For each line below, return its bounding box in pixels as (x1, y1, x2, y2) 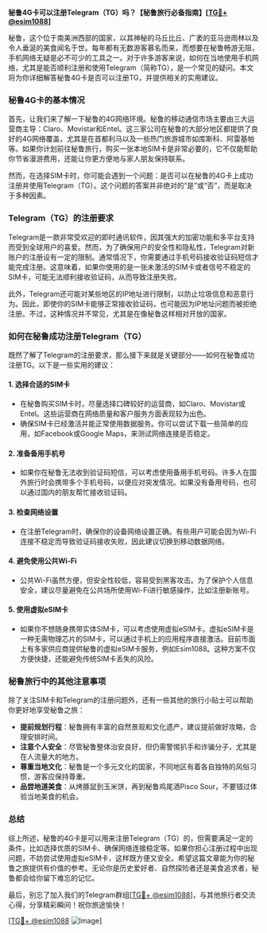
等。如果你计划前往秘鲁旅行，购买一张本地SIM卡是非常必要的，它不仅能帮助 (8, 144, 258, 154)
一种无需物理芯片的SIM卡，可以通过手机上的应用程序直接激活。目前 (19, 634, 242, 643)
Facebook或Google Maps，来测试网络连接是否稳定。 (41, 429, 215, 438)
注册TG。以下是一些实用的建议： (8, 360, 116, 369)
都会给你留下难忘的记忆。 (14, 873, 99, 882)
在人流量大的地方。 (19, 752, 83, 762)
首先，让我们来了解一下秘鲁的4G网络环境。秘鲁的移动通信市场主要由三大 (8, 115, 248, 124)
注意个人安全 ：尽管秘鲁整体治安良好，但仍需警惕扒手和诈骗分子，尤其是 (19, 742, 257, 752)
